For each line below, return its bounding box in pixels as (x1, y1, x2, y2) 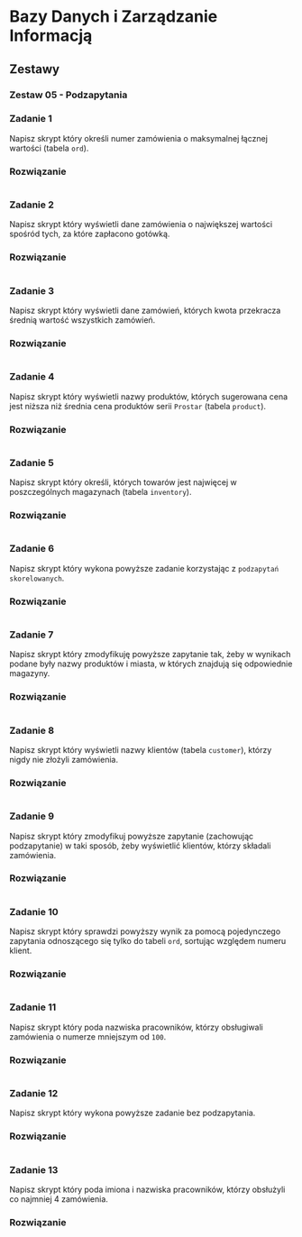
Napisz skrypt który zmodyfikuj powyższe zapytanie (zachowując (9, 830, 254, 841)
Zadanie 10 (9, 905, 59, 918)
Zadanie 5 (9, 456, 54, 469)
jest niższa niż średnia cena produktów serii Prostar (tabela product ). (9, 400, 267, 411)
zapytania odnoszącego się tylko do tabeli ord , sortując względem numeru (9, 936, 287, 947)
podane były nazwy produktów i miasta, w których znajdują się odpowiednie (9, 658, 293, 669)
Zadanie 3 (9, 284, 54, 297)
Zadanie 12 (9, 1086, 59, 1099)
